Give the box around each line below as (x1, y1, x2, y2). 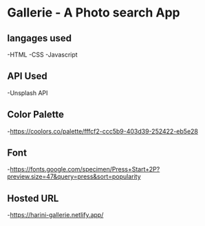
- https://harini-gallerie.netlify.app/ (7, 211, 104, 219)
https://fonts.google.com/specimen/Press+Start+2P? (10, 165, 160, 174)
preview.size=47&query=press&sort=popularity (7, 172, 141, 181)
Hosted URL (7, 192, 59, 204)
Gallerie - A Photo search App (7, 5, 180, 21)
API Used (7, 70, 48, 82)
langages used (7, 32, 72, 44)
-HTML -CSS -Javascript (7, 50, 78, 59)
